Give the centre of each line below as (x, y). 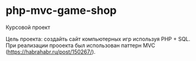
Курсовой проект (28, 27)
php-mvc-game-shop (61, 11)
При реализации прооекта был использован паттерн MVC (81, 45)
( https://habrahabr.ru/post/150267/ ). (51, 51)
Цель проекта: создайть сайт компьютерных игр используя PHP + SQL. (98, 39)
